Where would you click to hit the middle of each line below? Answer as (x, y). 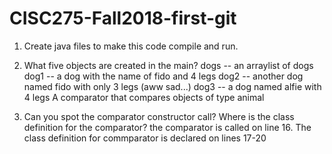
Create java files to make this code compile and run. (131, 46)
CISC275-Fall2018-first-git (123, 18)
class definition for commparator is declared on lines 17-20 (145, 138)
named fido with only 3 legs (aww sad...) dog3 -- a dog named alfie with (172, 86)
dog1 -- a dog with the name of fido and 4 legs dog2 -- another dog (163, 76)
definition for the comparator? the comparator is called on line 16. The (167, 127)
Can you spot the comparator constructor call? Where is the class (159, 116)
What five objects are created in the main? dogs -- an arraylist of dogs (168, 65)
